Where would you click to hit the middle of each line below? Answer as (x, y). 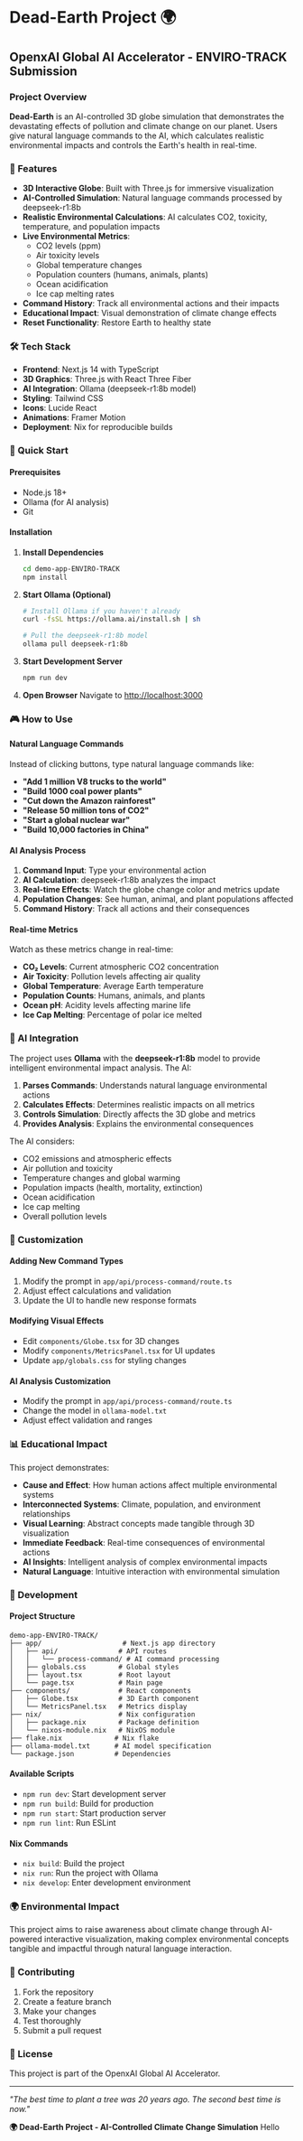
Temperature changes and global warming (101, 1178)
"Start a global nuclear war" (76, 820)
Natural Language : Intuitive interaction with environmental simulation (151, 1571)
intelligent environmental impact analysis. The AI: (101, 1068)
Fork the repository (58, 1992)
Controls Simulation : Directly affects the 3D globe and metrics (139, 1114)
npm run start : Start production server (94, 1813)
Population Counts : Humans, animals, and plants (114, 996)
